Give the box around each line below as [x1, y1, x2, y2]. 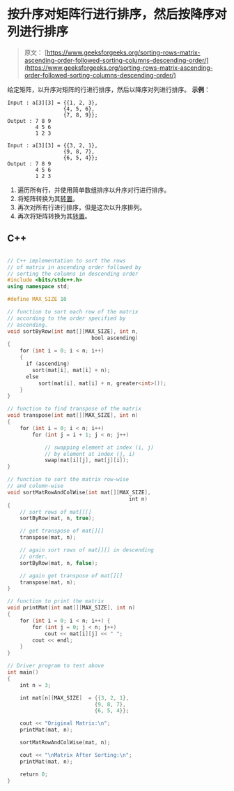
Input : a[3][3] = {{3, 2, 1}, [7, 142, 98, 149]
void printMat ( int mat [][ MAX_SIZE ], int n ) [7, 605, 136, 612]
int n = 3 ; [19, 681, 52, 688]
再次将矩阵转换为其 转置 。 [17, 212, 91, 220]
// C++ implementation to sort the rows [7, 257, 127, 264]
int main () [7, 669, 39, 676]
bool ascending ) [91, 334, 139, 341]
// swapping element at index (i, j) [44, 444, 155, 451]
